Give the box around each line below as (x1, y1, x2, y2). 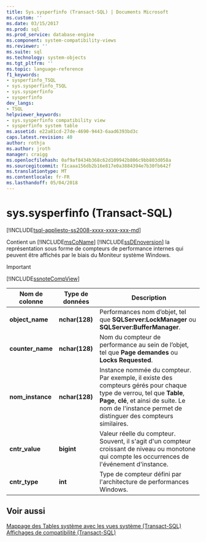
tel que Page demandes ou (99, 348, 178, 356)
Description (131, 293, 167, 302)
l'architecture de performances (99, 477, 189, 486)
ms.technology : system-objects (6, 55, 86, 61)
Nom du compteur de (99, 333, 161, 341)
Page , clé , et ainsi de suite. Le (99, 396, 186, 405)
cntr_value (9, 445, 41, 453)
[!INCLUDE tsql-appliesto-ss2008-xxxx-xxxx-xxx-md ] (6, 226, 141, 233)
